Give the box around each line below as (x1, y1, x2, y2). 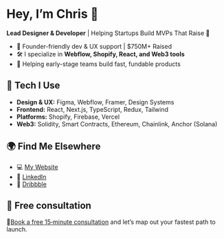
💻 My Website (16, 163, 58, 171)
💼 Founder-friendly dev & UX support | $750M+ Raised (16, 42, 172, 50)
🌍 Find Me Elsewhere (6, 141, 101, 152)
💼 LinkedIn (16, 172, 47, 181)
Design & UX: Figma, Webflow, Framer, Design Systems (16, 98, 175, 106)
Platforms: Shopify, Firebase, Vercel (16, 113, 120, 121)
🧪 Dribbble (16, 180, 47, 188)
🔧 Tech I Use (6, 80, 60, 91)
